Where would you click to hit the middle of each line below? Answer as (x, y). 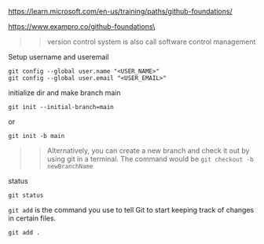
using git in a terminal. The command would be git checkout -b (150, 159)
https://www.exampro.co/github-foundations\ (82, 26)
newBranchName (70, 166)
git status (26, 195)
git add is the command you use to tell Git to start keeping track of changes (131, 210)
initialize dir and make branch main (64, 93)
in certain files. (32, 218)
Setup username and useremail (59, 57)
